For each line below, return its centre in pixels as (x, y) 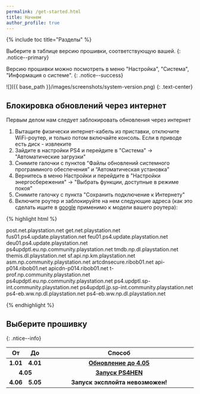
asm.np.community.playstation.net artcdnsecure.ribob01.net (80, 262)
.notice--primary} (28, 58)
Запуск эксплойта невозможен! (119, 382)
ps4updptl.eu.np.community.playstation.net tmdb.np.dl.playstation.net (92, 249)
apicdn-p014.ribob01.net (79, 268)
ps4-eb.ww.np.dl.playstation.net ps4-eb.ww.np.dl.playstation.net (86, 294)
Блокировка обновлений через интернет (86, 106)
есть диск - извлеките (43, 144)
